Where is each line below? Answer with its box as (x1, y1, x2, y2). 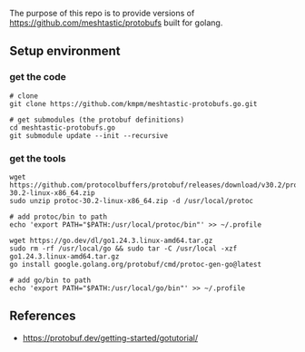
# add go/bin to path (9, 276, 92, 285)
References (9, 308, 76, 324)
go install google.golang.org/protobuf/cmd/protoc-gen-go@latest (9, 259, 261, 269)
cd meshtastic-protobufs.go (9, 122, 116, 132)
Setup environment (9, 44, 121, 59)
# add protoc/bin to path (9, 212, 107, 221)
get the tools (9, 152, 66, 164)
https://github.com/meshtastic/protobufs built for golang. (9, 17, 223, 28)
